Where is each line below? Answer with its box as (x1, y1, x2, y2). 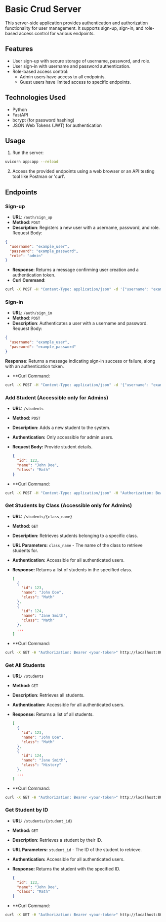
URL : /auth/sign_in (12, 310, 53, 316)
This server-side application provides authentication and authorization (5, 20, 148, 26)
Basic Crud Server (5, 3, 82, 15)
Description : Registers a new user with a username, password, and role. (12, 224, 160, 230)
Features (5, 45, 33, 53)
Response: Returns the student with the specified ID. (12, 866, 121, 871)
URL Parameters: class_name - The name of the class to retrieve (12, 542, 143, 548)
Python (12, 107, 27, 112)
